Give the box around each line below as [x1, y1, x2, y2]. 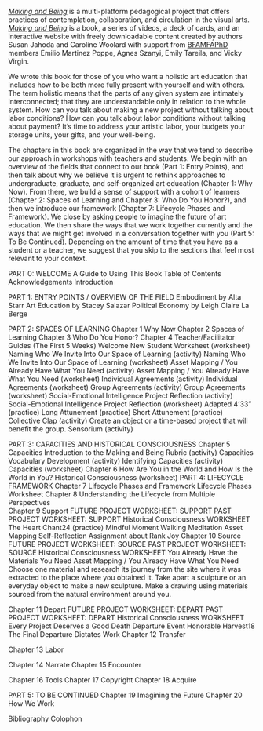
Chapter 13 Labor [8, 645, 64, 654]
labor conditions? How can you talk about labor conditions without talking [8, 114, 246, 122]
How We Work [8, 699, 55, 708]
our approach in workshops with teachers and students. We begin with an [8, 154, 247, 163]
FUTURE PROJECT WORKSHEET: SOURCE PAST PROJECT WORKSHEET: [8, 540, 247, 548]
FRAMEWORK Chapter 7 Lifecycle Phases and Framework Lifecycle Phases [8, 482, 253, 490]
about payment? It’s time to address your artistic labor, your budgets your [8, 122, 246, 131]
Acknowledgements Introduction [8, 278, 114, 286]
